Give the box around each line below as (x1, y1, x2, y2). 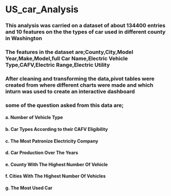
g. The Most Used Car (5, 185, 53, 191)
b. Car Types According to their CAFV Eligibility (5, 126, 109, 132)
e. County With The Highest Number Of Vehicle (5, 161, 108, 167)
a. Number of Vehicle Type (5, 114, 63, 121)
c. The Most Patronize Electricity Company (5, 138, 98, 144)
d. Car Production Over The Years (5, 150, 78, 156)
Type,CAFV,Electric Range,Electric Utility (5, 62, 110, 69)
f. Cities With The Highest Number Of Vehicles (5, 173, 106, 179)
